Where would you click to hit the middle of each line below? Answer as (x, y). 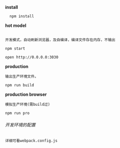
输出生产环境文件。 (22, 76)
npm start (15, 49)
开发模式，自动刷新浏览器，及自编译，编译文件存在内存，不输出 (60, 40)
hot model (16, 25)
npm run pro (17, 113)
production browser (26, 94)
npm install (22, 16)
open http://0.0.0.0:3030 (32, 57)
